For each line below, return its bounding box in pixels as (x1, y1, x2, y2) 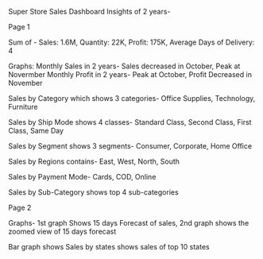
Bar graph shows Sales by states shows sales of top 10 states (8, 242, 210, 251)
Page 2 (8, 203, 32, 212)
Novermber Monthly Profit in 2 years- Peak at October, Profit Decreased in (8, 70, 253, 79)
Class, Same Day (8, 126, 64, 135)
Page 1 (8, 22, 30, 31)
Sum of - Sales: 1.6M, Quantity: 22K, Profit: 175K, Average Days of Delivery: (8, 37, 255, 47)
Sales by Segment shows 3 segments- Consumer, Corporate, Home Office (8, 141, 253, 150)
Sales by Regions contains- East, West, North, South (8, 157, 180, 166)
